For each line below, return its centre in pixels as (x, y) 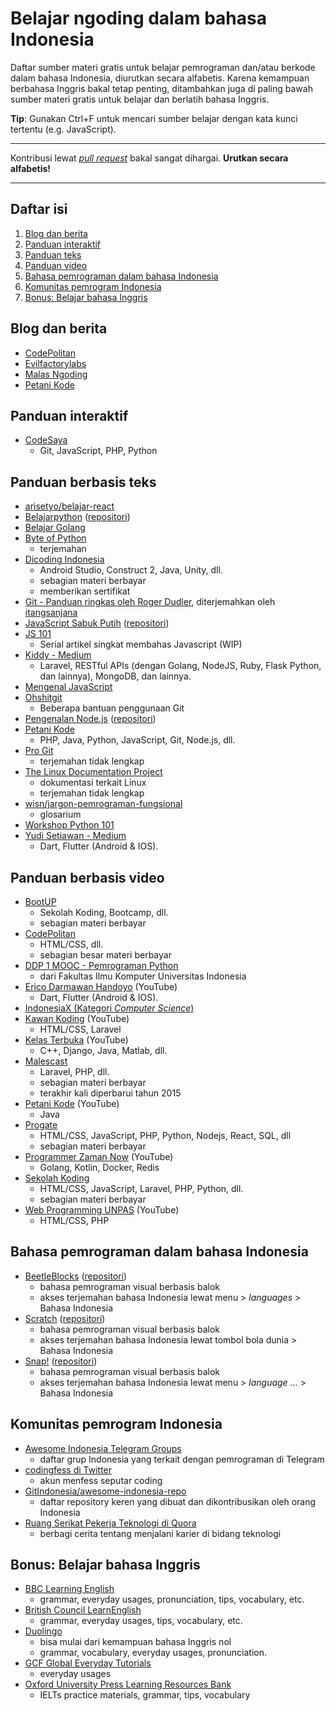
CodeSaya (46, 440)
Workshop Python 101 (69, 825)
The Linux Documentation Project (93, 772)
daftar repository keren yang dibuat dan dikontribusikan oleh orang (178, 1501)
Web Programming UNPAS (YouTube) (102, 1210)
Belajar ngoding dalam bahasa (138, 18)
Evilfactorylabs (55, 363)
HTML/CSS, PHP (74, 1220)
